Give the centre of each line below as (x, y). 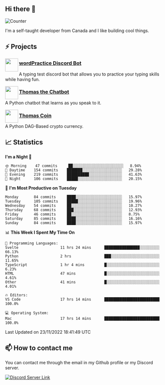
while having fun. (23, 79)
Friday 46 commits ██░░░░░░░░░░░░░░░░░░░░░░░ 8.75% (72, 214)
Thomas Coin (35, 115)
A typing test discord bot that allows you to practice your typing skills (89, 74)
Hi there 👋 (20, 9)
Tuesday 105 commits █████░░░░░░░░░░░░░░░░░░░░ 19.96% (73, 201)
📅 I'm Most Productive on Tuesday (41, 188)
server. (12, 368)
